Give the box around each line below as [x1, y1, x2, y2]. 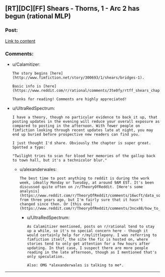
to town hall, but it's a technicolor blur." [12, 158, 107, 163]
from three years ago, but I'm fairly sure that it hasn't [19, 197, 143, 202]
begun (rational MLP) [5, 12, 71, 21]
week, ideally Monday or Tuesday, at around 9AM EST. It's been [19, 180, 154, 185]
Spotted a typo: [12, 145, 46, 150]
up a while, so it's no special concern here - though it [27, 228, 148, 233]
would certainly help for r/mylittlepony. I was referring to [27, 232, 157, 238]
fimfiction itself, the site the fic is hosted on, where [27, 237, 148, 242]
